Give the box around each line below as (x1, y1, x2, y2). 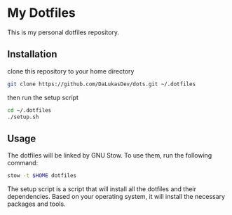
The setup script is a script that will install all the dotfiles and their (7, 185, 197, 193)
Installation (7, 48, 57, 60)
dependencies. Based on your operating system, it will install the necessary (7, 193, 226, 201)
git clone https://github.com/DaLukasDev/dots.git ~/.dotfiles (7, 81, 196, 88)
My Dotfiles (7, 5, 76, 21)
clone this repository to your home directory (7, 67, 135, 75)
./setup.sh (7, 113, 39, 120)
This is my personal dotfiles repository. (7, 28, 120, 36)
